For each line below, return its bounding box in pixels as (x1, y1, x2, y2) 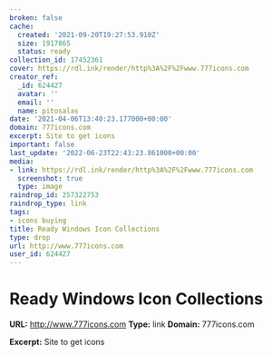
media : (9, 156, 34, 166)
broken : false (9, 13, 63, 23)
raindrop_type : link (9, 199, 88, 209)
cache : (9, 22, 34, 31)
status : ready (17, 47, 71, 56)
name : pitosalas (17, 106, 79, 115)
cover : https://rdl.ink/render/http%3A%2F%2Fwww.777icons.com (9, 64, 249, 74)
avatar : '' (17, 89, 59, 98)
